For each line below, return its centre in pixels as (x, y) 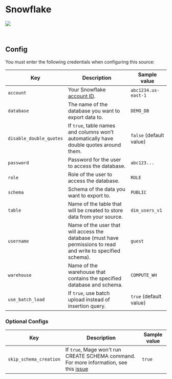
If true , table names (92, 125)
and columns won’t (91, 132)
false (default (147, 135)
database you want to (94, 110)
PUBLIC (138, 192)
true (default (146, 296)
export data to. (85, 117)
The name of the (88, 104)
